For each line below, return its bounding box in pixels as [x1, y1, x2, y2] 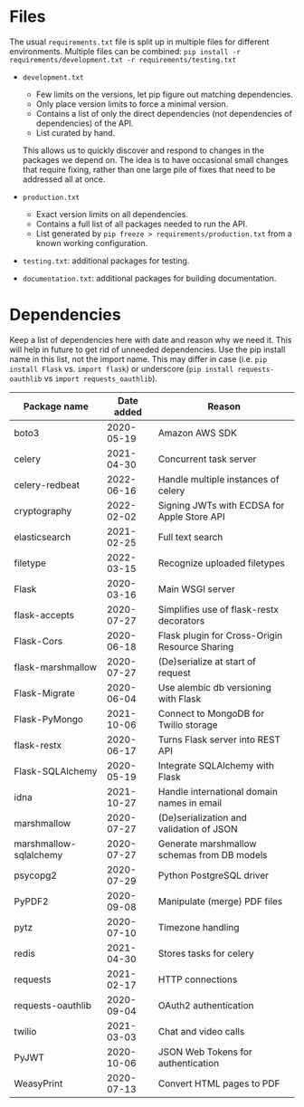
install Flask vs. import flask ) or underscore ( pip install [9, 363, 234, 374]
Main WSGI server [157, 582, 235, 595]
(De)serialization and [157, 811, 247, 824]
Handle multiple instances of [157, 472, 280, 485]
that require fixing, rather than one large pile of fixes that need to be [22, 164, 276, 175]
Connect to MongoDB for [157, 707, 265, 720]
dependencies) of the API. [35, 118, 134, 129]
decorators [157, 614, 205, 626]
